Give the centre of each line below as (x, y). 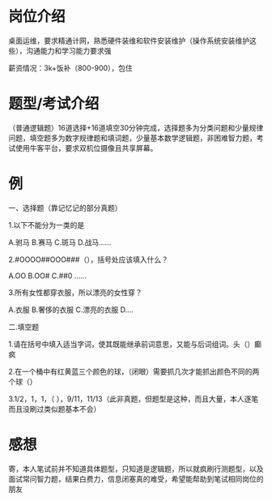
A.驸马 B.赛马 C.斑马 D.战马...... (60, 242)
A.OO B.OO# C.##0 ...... (48, 276)
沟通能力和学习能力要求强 (68, 50)
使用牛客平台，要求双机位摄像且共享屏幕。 (86, 148)
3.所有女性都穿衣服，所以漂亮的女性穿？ (76, 292)
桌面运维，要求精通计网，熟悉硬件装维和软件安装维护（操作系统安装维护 (129, 41)
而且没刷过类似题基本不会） (55, 409)
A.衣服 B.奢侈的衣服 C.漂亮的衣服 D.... (71, 310)
